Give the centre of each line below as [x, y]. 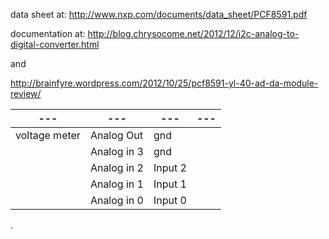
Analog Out [116, 135]
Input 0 [170, 200]
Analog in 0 [116, 200]
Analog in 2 [116, 167]
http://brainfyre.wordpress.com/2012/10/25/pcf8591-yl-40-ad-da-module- [164, 83]
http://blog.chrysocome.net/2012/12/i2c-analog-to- [193, 33]
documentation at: [48, 33]
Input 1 [170, 184]
